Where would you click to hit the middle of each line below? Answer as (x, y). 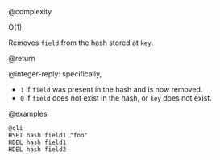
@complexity (30, 12)
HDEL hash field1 (37, 142)
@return (22, 58)
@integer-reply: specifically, (55, 74)
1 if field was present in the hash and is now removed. (111, 89)
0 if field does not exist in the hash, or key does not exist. (116, 98)
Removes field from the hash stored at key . (81, 43)
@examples (28, 113)
